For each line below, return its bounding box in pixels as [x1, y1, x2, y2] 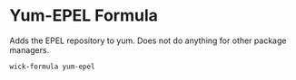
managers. [9, 44, 50, 55]
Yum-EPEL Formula [9, 5, 159, 26]
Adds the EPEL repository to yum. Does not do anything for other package [9, 35, 287, 46]
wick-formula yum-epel [9, 62, 95, 71]
